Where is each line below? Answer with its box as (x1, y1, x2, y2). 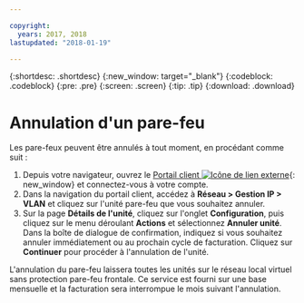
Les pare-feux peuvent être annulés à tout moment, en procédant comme (9, 142, 284, 153)
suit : (9, 151, 28, 163)
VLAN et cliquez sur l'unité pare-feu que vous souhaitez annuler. (22, 199, 266, 210)
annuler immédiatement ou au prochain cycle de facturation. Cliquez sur (22, 237, 293, 248)
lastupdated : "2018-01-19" (9, 38, 112, 47)
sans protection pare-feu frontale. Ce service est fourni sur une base (9, 274, 268, 285)
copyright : (9, 21, 51, 30)
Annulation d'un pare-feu (9, 112, 206, 132)
